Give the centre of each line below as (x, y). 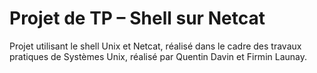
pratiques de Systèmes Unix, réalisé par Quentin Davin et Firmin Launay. (158, 56)
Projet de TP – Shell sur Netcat (137, 18)
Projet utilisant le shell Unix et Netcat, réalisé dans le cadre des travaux (155, 46)
